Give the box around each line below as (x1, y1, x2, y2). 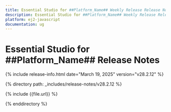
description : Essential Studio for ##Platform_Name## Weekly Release (5, 12, 156, 17)
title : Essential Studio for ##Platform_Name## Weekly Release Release (5, 7, 160, 13)
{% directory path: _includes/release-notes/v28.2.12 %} (5, 81, 122, 87)
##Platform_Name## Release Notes (5, 54, 160, 66)
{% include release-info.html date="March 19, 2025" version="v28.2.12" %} (5, 71, 164, 77)
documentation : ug (5, 21, 44, 27)
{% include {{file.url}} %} (5, 91, 58, 97)
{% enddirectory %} (5, 101, 47, 107)
